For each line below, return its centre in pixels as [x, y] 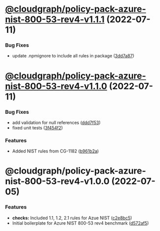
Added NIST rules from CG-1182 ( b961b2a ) [55, 151]
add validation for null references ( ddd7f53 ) [56, 122]
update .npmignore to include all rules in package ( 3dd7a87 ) [73, 56]
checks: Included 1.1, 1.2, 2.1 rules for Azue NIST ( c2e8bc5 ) [72, 218]
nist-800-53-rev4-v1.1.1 [55, 19]
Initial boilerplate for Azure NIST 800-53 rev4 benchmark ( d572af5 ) [80, 223]
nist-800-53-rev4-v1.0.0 [57, 181]
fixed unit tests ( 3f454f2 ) [37, 128]
